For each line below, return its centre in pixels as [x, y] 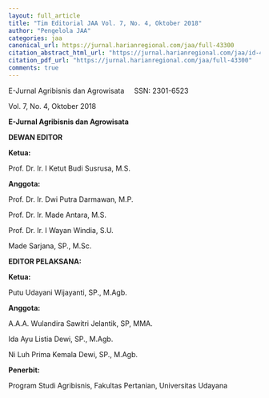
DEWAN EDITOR [36, 137]
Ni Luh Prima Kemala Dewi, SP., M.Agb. [73, 354]
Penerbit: [24, 370]
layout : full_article [44, 16]
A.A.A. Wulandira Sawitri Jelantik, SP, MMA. [81, 323]
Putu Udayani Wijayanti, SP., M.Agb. [68, 292]
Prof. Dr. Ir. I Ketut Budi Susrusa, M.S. [69, 168]
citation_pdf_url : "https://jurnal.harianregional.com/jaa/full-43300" [130, 61]
